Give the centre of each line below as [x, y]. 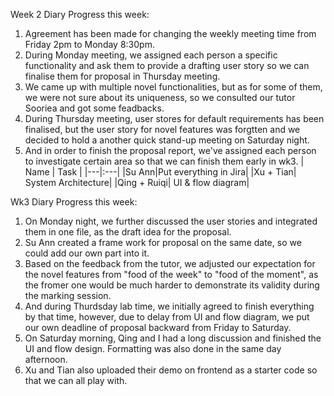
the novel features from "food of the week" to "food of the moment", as [171, 274]
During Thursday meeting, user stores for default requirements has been [174, 118]
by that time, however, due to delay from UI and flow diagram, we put [167, 317]
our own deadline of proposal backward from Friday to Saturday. [158, 327]
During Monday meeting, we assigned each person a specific [151, 55]
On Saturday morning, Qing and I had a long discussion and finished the [173, 338]
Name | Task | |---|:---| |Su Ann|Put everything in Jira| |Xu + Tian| [160, 172]
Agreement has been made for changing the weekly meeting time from [170, 33]
